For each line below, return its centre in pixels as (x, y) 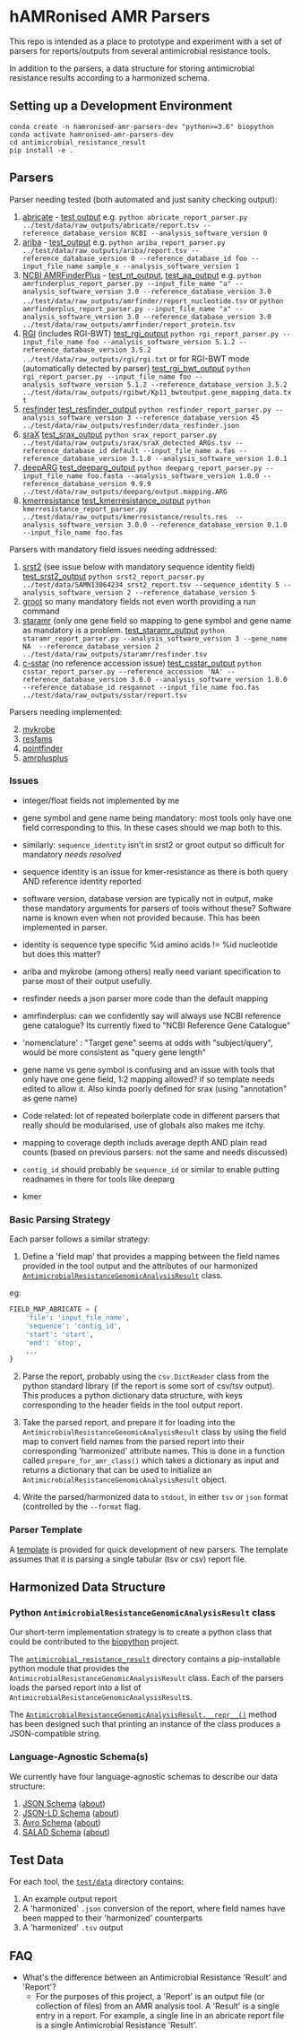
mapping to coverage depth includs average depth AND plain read (144, 1142)
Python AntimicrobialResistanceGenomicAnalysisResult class (142, 1612)
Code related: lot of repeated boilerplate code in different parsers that (151, 1115)
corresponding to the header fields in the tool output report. (133, 1405)
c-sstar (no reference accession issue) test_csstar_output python (142, 663)
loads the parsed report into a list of (75, 1687)
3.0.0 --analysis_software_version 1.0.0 (210, 679)
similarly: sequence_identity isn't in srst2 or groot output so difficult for (153, 844)
